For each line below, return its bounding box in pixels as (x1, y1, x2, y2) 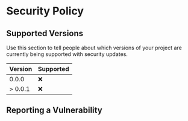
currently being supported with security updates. (6, 51, 128, 58)
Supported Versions (6, 28, 83, 39)
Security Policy (6, 4, 84, 18)
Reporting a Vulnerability (6, 105, 102, 116)
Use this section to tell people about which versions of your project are (6, 44, 182, 51)
